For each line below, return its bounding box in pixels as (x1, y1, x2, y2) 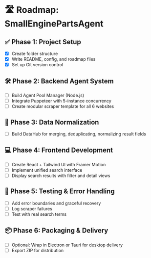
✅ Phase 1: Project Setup (4, 38, 81, 46)
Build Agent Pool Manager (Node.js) (11, 92, 84, 98)
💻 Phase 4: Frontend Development (4, 146, 113, 155)
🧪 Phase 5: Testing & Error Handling (4, 187, 115, 196)
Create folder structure (11, 51, 58, 56)
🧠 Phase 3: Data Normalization (4, 118, 99, 126)
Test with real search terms (11, 211, 67, 217)
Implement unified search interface (11, 167, 83, 173)
